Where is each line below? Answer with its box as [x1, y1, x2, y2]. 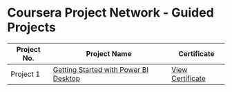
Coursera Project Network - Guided [7, 5, 214, 21]
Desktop [52, 73, 81, 83]
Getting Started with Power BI [52, 64, 149, 74]
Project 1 [10, 69, 40, 79]
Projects [7, 19, 57, 35]
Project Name [86, 48, 132, 58]
